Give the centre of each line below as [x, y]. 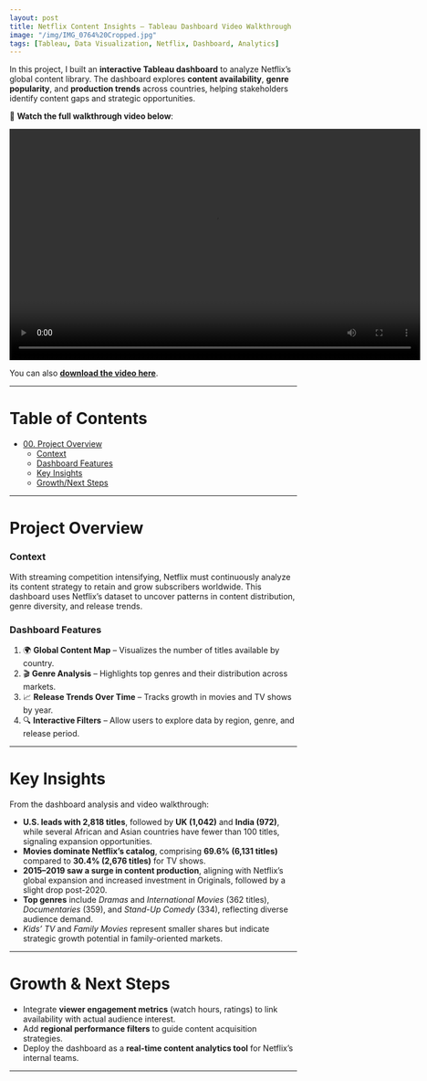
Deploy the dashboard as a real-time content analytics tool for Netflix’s [158, 1048]
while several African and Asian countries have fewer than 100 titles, [151, 832]
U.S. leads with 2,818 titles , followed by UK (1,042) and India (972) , [151, 821]
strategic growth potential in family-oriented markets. [123, 938]
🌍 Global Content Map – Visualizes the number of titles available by [151, 650]
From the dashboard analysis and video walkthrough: [109, 804]
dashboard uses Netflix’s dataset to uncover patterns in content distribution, [152, 596]
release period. [51, 733]
